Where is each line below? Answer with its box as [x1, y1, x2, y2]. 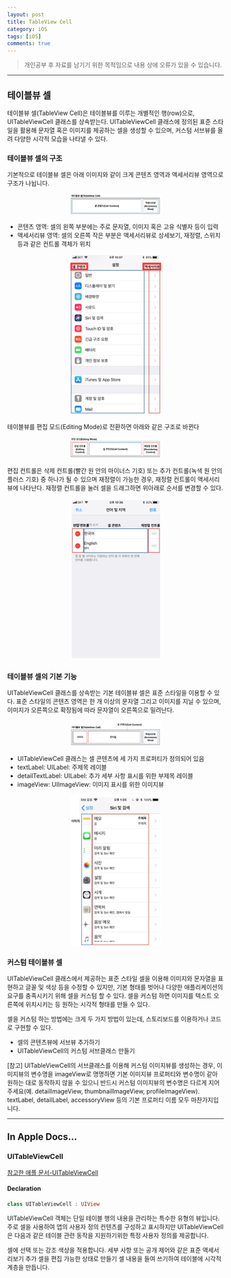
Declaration [7, 1184, 41, 1193]
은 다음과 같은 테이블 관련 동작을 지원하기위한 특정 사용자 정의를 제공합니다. [7, 1231, 209, 1239]
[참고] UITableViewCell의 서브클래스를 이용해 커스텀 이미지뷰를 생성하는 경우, [7, 1061, 215, 1069]
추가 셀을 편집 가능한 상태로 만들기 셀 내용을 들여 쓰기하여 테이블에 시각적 [25, 1254, 222, 1263]
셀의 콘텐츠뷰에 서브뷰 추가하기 [16, 1038, 100, 1046]
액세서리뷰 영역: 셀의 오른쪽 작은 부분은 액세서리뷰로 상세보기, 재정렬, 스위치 [16, 231, 221, 239]
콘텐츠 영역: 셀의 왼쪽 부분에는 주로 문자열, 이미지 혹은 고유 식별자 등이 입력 [16, 222, 219, 231]
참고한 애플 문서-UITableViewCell [7, 1168, 98, 1177]
